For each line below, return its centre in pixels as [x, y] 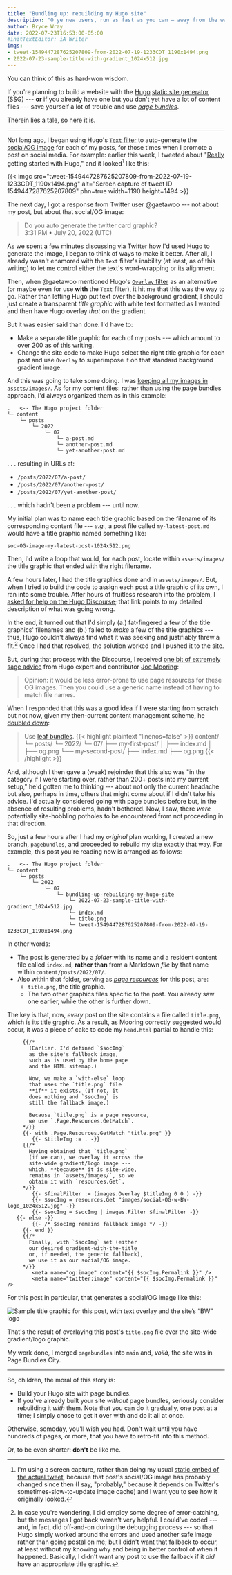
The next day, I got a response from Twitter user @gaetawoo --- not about [113, 204]
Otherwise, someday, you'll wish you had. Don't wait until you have [103, 1429]
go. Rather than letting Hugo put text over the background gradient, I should [115, 297]
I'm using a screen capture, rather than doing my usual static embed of [118, 1470]
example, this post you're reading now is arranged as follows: [95, 852]
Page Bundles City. [34, 1360]
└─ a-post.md [75, 439]
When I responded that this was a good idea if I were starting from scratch [113, 708]
